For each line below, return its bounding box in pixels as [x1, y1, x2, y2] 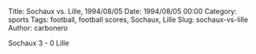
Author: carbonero [8, 23, 69, 32]
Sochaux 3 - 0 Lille [8, 38, 69, 48]
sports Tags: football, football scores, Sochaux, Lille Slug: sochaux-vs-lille [8, 15, 248, 24]
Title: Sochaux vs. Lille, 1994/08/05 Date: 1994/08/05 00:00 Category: [8, 7, 237, 16]
